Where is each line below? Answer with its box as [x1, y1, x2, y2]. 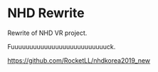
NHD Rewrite [7, 5, 85, 21]
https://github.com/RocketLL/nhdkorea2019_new [7, 56, 151, 65]
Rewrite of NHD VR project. [7, 29, 88, 37]
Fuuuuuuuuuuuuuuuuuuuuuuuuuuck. [7, 42, 116, 51]
